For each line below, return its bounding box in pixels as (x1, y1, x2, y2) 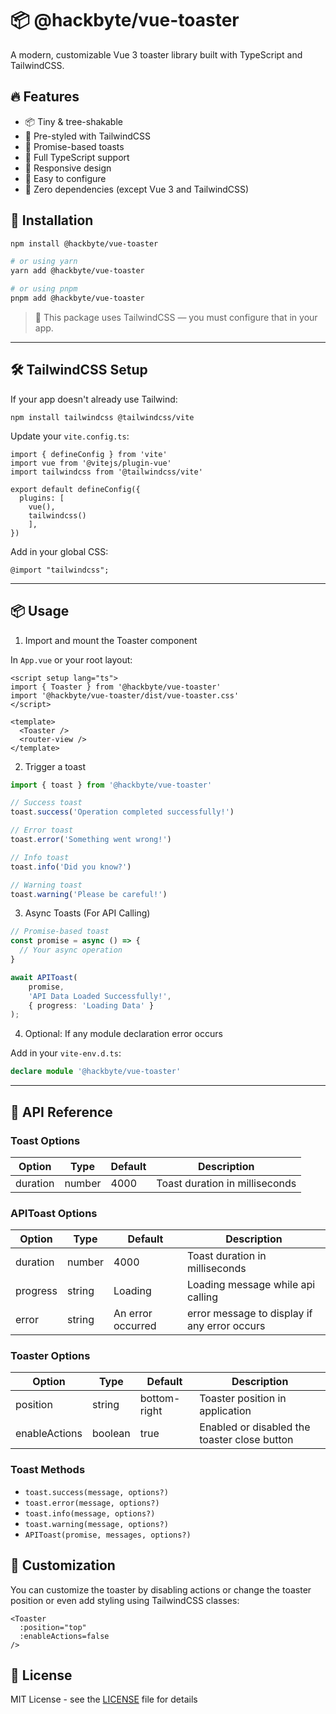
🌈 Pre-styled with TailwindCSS (24, 130, 151, 142)
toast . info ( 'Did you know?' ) (10, 862, 132, 872)
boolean (92, 1427, 131, 1441)
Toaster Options (10, 1349, 91, 1363)
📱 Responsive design (24, 162, 112, 174)
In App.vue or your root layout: (10, 653, 133, 666)
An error (113, 1307, 153, 1321)
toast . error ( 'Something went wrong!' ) (10, 835, 172, 845)
